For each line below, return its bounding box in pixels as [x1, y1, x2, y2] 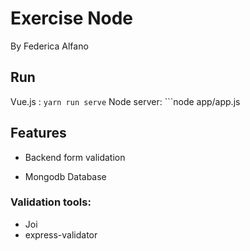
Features [10, 125, 67, 142]
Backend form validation [24, 151, 126, 163]
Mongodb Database [24, 170, 107, 182]
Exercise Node [10, 7, 133, 30]
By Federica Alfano [10, 40, 89, 52]
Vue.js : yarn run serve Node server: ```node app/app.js [10, 95, 241, 107]
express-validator [24, 228, 98, 241]
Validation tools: [10, 195, 92, 209]
